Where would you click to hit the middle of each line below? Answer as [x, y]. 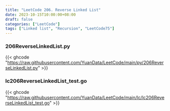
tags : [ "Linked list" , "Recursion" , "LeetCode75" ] [60, 29]
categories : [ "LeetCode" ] [32, 24]
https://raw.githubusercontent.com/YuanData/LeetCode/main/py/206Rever [86, 63]
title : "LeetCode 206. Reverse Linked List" [53, 10]
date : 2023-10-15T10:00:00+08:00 [41, 15]
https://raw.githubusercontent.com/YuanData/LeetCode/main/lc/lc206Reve [86, 97]
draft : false [19, 19]
